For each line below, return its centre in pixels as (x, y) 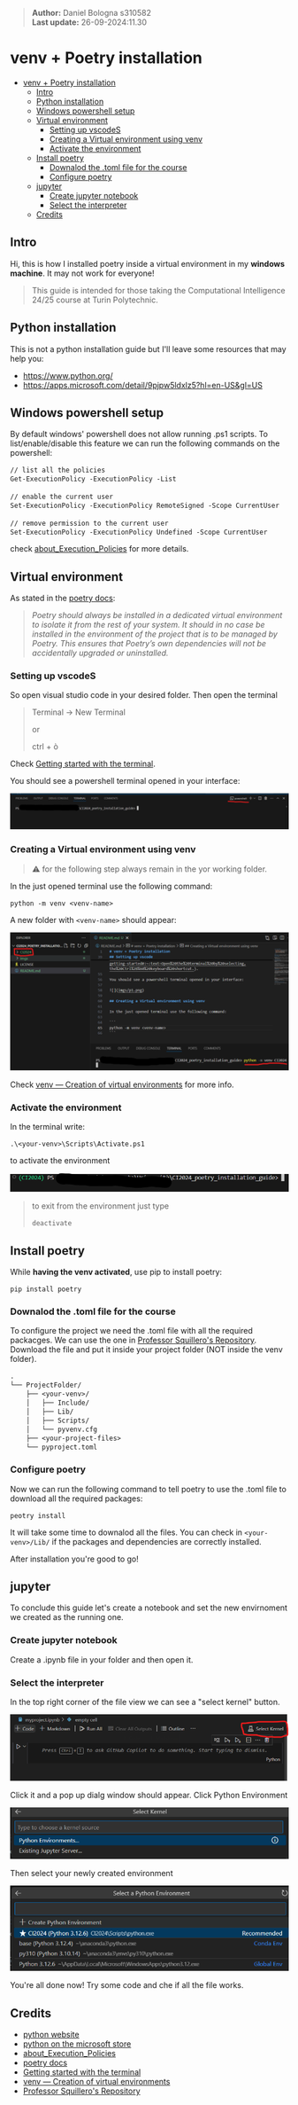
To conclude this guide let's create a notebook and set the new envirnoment (149, 1608)
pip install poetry (46, 1289)
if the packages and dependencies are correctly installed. (157, 1541)
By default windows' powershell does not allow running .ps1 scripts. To (139, 434)
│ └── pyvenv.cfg (62, 1430)
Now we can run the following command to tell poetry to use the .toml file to (148, 1489)
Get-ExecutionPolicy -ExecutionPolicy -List (93, 479)
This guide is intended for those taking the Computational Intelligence (158, 290)
